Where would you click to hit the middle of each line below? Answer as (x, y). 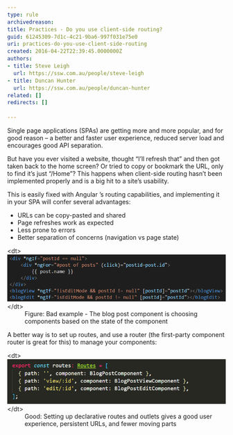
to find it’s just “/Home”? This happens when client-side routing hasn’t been (115, 173)
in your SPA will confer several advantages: (69, 202)
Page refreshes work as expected (66, 223)
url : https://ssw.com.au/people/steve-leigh (79, 73)
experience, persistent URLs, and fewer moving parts (101, 424)
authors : (20, 59)
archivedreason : (31, 22)
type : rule (23, 15)
